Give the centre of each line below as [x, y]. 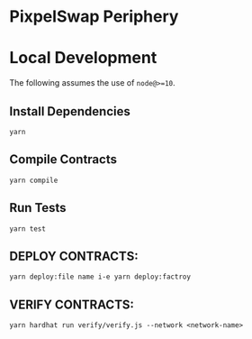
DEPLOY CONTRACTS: [74, 256]
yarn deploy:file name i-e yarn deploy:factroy [100, 277]
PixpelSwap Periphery [94, 17]
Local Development [83, 58]
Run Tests [38, 208]
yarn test [28, 229]
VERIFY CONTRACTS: [72, 304]
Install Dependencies [70, 111]
